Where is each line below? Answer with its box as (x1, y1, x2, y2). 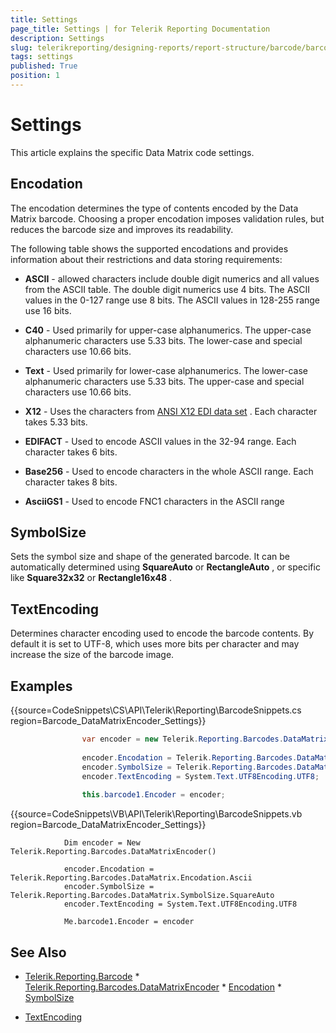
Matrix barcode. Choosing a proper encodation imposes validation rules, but (10, 212, 325, 225)
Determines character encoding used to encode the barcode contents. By (10, 627, 315, 640)
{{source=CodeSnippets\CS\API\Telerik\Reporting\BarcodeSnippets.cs (10, 704, 302, 716)
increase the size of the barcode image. (10, 649, 175, 661)
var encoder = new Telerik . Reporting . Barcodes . (81, 734, 284, 745)
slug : (10, 42, 33, 53)
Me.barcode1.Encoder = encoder (63, 917, 195, 927)
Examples (10, 677, 73, 695)
